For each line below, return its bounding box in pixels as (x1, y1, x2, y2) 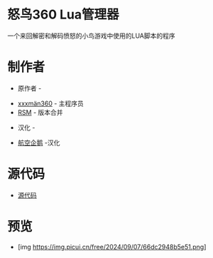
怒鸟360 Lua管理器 (7, 6, 119, 23)
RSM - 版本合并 (17, 108, 63, 116)
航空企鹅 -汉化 (17, 138, 60, 147)
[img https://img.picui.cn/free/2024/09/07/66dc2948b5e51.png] (17, 242, 207, 251)
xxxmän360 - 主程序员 (17, 99, 84, 108)
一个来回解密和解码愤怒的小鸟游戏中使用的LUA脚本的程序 (7, 31, 175, 40)
